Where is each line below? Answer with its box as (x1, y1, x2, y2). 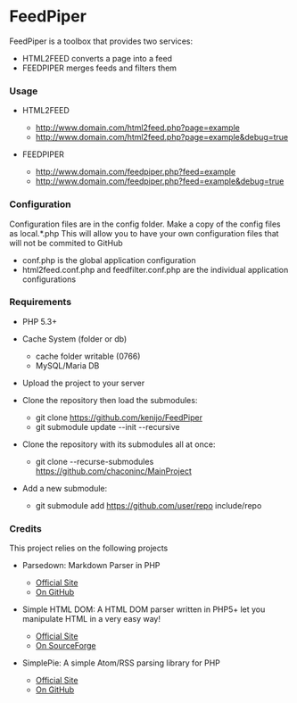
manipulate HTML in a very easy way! (21, 614, 161, 624)
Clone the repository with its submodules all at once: (21, 439, 216, 450)
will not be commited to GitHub (9, 237, 123, 248)
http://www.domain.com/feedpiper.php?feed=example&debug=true (35, 176, 285, 186)
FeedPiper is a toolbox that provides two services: (9, 36, 194, 46)
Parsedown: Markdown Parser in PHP (21, 560, 161, 571)
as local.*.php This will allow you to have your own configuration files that (9, 227, 279, 238)
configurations (21, 274, 77, 285)
